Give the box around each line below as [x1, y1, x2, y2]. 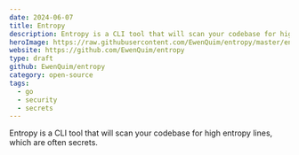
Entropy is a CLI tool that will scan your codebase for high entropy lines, [9, 128, 273, 138]
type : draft [9, 54, 53, 63]
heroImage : [9, 37, 50, 47]
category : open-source [9, 71, 93, 80]
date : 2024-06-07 [9, 12, 74, 22]
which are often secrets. [9, 137, 98, 148]
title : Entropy [9, 21, 66, 30]
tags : [9, 79, 29, 88]
